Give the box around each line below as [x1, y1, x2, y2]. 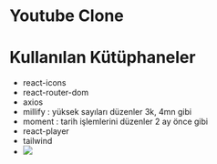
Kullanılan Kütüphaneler [9, 47, 196, 68]
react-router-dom [22, 87, 89, 98]
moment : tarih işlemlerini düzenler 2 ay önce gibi [22, 116, 208, 128]
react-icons [22, 77, 67, 88]
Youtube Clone [9, 5, 125, 26]
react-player [22, 126, 70, 137]
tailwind [22, 136, 53, 147]
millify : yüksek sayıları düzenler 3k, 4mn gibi [22, 107, 192, 118]
